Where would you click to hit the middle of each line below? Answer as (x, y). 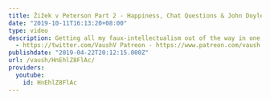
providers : (27, 68)
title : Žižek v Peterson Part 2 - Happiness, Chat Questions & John (125, 16)
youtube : (30, 75)
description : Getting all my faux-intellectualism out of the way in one (135, 38)
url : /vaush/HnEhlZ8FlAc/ (51, 61)
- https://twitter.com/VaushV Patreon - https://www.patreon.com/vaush (138, 46)
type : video (28, 30)
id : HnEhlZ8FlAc (50, 82)
